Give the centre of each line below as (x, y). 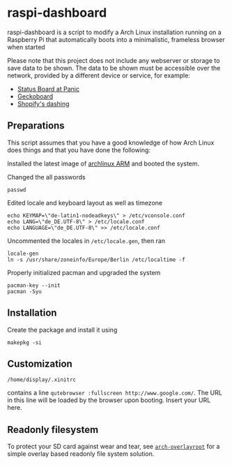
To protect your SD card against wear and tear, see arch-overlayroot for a (114, 446)
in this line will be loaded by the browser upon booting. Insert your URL (109, 400)
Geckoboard (35, 96)
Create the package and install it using (62, 330)
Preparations (36, 126)
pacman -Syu (24, 291)
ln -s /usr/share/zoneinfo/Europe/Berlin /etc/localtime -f (96, 260)
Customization (40, 363)
